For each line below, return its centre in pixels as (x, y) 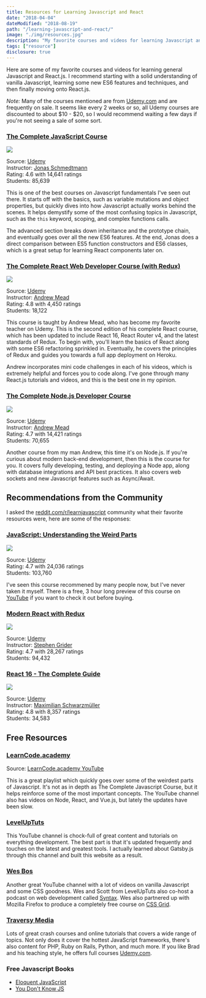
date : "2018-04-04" (31, 18)
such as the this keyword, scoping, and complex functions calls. (88, 219)
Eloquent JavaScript (41, 982)
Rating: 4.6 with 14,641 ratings (44, 174)
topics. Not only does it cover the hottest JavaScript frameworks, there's (98, 940)
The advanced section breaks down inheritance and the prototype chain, (98, 231)
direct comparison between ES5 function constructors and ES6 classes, (97, 244)
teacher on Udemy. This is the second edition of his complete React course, (102, 329)
